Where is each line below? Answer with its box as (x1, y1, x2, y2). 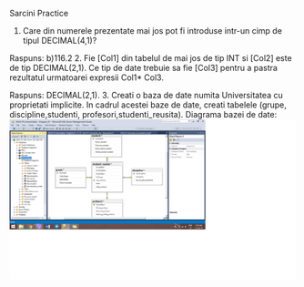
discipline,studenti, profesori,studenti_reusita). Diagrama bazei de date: (9, 109, 278, 119)
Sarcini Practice (9, 8, 69, 18)
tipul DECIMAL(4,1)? (22, 36, 97, 46)
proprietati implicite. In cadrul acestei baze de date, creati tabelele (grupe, (9, 99, 287, 110)
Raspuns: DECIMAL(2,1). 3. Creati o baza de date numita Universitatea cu (9, 90, 284, 100)
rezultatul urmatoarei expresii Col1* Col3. (9, 72, 164, 83)
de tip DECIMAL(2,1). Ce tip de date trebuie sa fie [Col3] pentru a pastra (9, 63, 278, 73)
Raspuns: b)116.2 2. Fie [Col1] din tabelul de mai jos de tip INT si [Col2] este (9, 53, 293, 63)
